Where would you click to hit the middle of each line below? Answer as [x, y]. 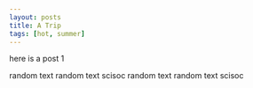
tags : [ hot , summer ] [47, 33]
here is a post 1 [37, 59]
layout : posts [36, 17]
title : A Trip [36, 26]
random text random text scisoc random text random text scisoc [126, 76]
